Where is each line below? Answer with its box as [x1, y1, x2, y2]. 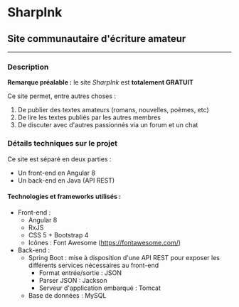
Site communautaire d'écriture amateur [7, 33, 186, 45]
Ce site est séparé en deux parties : [7, 154, 112, 163]
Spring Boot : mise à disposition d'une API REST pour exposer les [28, 253, 221, 262]
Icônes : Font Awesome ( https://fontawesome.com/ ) [28, 238, 181, 247]
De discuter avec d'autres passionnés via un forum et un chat [17, 121, 198, 129]
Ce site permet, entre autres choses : [7, 92, 116, 100]
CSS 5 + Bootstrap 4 [28, 230, 89, 239]
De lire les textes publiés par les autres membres [17, 113, 161, 122]
